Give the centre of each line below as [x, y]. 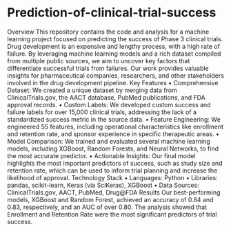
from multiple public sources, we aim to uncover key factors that [99, 60]
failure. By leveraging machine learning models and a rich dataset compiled [114, 54]
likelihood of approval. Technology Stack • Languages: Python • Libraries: [113, 177]
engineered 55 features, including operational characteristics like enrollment [115, 126]
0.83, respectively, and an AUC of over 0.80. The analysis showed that [107, 207]
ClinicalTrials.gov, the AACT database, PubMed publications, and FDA [106, 97]
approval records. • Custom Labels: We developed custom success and [109, 104]
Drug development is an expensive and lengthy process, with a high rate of [114, 46]
